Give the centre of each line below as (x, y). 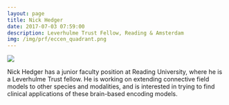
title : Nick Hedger (35, 20)
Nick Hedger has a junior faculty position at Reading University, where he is (115, 72)
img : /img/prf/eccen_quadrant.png (57, 39)
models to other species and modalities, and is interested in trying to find (111, 86)
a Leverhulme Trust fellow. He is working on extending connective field (108, 79)
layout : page (26, 13)
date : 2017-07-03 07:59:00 (46, 26)
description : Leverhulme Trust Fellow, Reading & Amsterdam (96, 33)
